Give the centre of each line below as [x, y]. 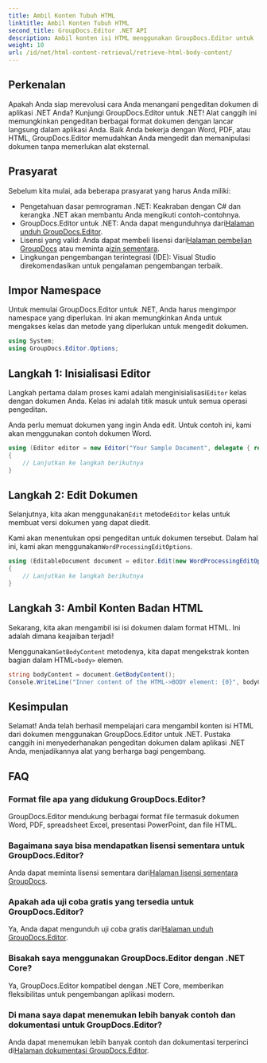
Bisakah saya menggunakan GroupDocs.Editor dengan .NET [127, 959]
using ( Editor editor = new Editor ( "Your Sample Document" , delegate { [129, 448]
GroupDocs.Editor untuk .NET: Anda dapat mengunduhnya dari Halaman [137, 223]
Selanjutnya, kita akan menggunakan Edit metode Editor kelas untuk [119, 514]
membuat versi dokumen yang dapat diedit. [79, 523]
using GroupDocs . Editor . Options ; [64, 349]
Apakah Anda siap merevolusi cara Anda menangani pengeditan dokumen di [133, 104]
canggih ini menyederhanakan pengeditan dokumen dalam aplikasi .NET [126, 743]
